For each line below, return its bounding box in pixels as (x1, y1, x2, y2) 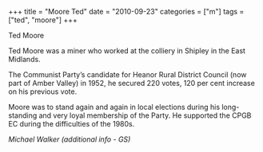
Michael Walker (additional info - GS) (8, 134, 131, 144)
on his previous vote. (8, 87, 78, 96)
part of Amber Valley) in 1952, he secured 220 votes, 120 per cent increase (8, 79, 256, 88)
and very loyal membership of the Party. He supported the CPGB (38, 111, 252, 120)
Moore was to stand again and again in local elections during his (8, 103, 221, 111)
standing (8, 111, 38, 120)
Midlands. (8, 55, 42, 64)
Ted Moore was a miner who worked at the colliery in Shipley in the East (8, 46, 246, 55)
